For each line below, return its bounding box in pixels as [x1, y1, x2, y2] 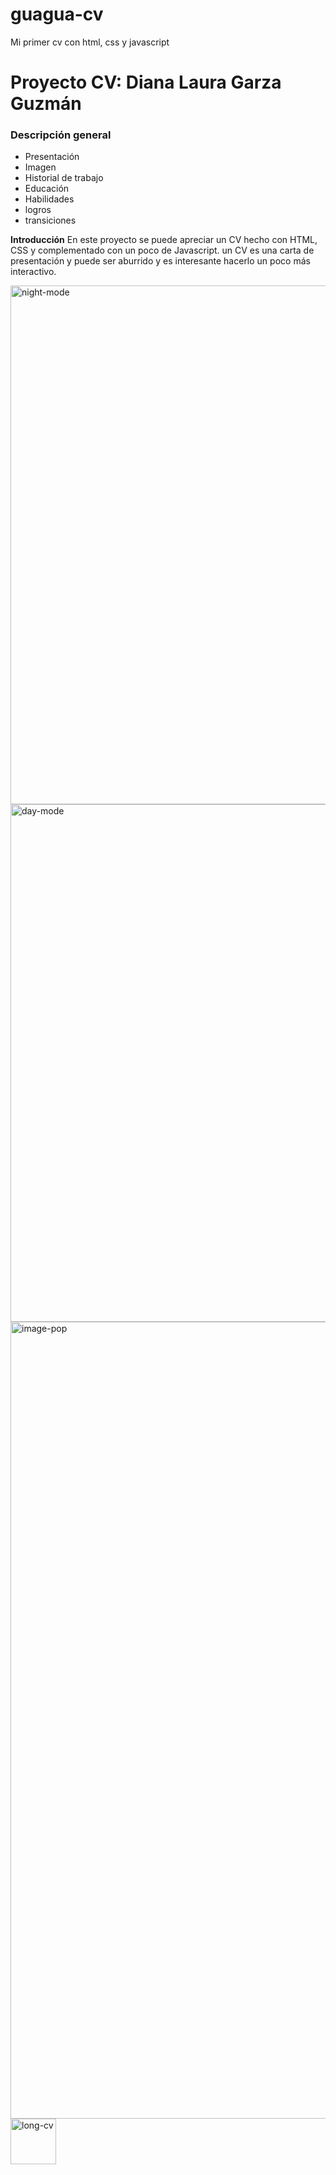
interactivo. [10, 266, 57, 278]
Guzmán [10, 93, 82, 115]
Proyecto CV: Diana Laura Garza [10, 71, 282, 94]
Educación [24, 183, 70, 195]
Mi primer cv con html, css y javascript [10, 36, 170, 48]
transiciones [24, 214, 77, 227]
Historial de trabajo [24, 172, 104, 184]
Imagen [24, 161, 57, 173]
